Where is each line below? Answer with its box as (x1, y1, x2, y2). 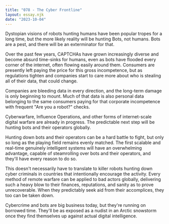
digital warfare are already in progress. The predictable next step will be (5, 119, 155, 125)
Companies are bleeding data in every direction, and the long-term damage (5, 88, 162, 94)
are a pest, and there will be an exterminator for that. (5, 41, 115, 48)
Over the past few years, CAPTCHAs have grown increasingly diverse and (5, 51, 159, 57)
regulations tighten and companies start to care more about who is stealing (5, 73, 161, 79)
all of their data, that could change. (5, 78, 78, 84)
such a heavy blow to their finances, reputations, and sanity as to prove (5, 182, 154, 188)
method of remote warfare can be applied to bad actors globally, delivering (5, 176, 161, 183)
